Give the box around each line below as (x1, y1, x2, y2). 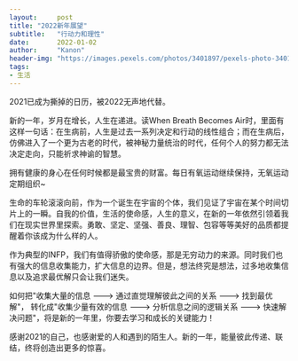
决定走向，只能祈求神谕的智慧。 (9, 148, 126, 159)
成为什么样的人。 (39, 230, 103, 240)
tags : (9, 63, 29, 72)
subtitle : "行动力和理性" (9, 29, 105, 38)
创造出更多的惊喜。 (39, 342, 111, 353)
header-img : (9, 54, 53, 63)
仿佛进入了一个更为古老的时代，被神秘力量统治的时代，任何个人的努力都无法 (9, 137, 289, 147)
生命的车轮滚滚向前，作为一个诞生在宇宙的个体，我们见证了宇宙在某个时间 (9, 197, 281, 208)
